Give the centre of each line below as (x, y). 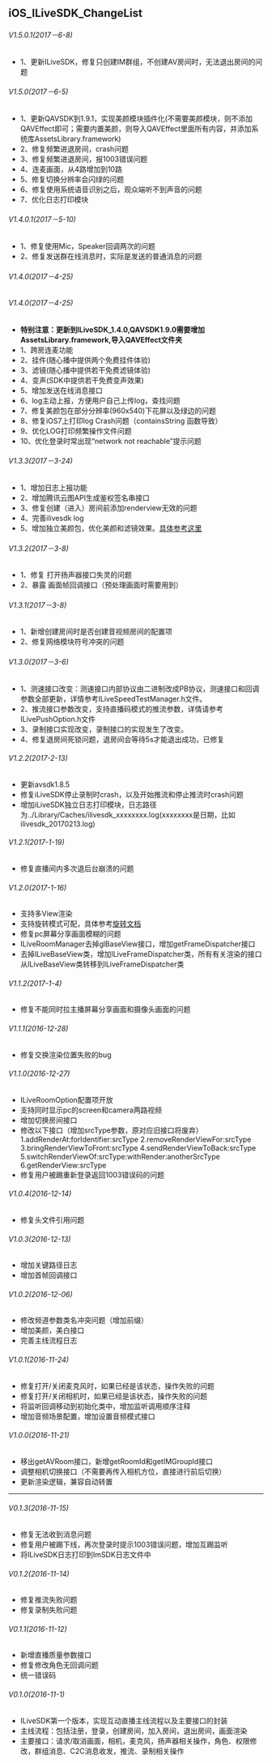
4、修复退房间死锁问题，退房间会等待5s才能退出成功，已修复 (122, 739)
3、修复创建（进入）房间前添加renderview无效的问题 (108, 508)
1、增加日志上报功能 (53, 488)
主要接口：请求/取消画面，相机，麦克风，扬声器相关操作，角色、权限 (135, 1740)
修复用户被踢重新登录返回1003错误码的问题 (92, 1175)
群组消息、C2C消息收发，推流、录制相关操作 (109, 1751)
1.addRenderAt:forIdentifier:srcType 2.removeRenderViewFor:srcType (136, 1139)
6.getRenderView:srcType (63, 1165)
